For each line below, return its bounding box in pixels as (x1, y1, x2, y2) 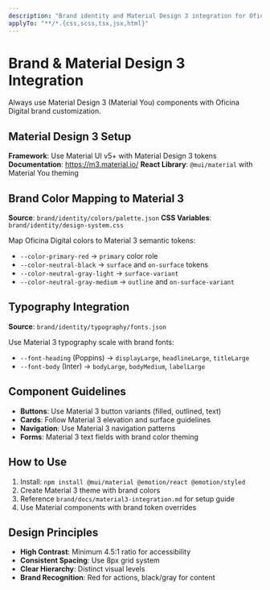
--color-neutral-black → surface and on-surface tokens (19, 260, 209, 270)
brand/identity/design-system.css (8, 222, 125, 230)
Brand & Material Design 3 (8, 54, 186, 73)
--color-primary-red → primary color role (19, 251, 158, 261)
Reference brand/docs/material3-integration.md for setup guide (19, 493, 235, 504)
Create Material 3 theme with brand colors (19, 485, 161, 495)
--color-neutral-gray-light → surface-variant (19, 268, 179, 278)
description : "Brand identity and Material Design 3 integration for (8, 11, 247, 20)
